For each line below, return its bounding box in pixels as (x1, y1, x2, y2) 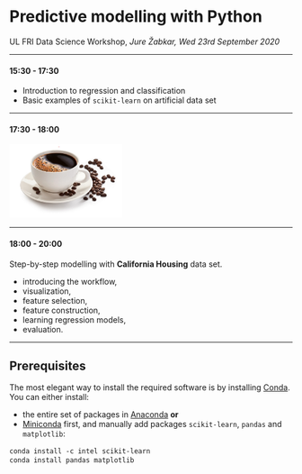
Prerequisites (9, 358, 86, 373)
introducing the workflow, (22, 276, 118, 287)
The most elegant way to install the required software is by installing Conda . (9, 382, 290, 393)
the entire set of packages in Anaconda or (22, 409, 179, 420)
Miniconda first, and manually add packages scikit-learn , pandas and (22, 419, 282, 430)
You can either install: (9, 392, 90, 403)
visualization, (22, 286, 72, 296)
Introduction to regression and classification (22, 86, 186, 96)
